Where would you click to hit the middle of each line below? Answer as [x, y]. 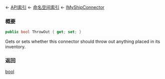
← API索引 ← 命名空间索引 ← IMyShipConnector [55, 7]
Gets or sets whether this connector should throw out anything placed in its [83, 42]
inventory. [15, 47]
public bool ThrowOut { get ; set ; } [43, 32]
